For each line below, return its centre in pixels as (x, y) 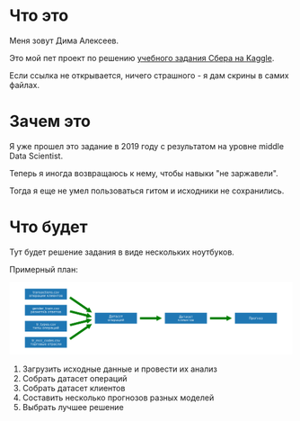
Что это (39, 16)
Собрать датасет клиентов (74, 389)
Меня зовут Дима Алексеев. (64, 40)
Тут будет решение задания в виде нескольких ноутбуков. (122, 252)
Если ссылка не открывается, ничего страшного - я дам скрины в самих (149, 75)
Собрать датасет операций (75, 379)
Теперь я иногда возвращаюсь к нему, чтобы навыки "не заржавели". (144, 173)
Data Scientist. (36, 156)
